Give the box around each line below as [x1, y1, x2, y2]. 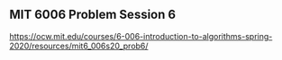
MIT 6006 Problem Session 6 [9, 7, 177, 22]
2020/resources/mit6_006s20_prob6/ [9, 40, 149, 51]
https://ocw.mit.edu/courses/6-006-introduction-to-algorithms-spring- [9, 30, 273, 41]
